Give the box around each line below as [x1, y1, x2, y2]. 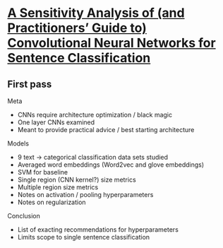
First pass [7, 78, 52, 90]
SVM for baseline [17, 168, 68, 176]
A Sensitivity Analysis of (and [7, 5, 185, 21]
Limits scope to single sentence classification [17, 233, 150, 241]
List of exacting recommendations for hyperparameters [17, 225, 179, 234]
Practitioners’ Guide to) [7, 20, 147, 36]
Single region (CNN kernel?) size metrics [17, 175, 136, 184]
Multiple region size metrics [17, 183, 99, 191]
